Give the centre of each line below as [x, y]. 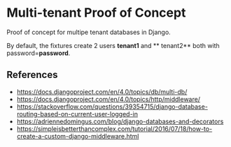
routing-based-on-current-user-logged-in [77, 114]
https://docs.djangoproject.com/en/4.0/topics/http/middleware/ [108, 99]
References [32, 75]
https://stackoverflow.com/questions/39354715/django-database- [112, 107]
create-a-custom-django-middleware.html [78, 136]
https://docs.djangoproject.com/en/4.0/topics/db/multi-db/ [102, 91]
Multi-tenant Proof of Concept [96, 13]
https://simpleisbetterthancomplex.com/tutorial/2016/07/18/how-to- [114, 129]
